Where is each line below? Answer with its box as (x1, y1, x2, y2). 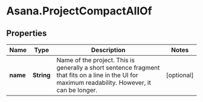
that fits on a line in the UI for (56, 71, 138, 79)
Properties (6, 28, 47, 38)
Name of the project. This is (56, 56, 135, 64)
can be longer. (56, 86, 98, 94)
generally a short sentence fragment (56, 64, 160, 71)
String (32, 71, 51, 79)
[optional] (166, 71, 194, 79)
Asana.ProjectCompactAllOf (6, 4, 152, 18)
